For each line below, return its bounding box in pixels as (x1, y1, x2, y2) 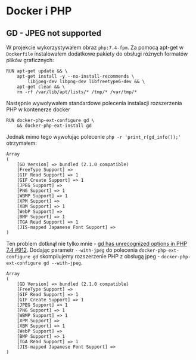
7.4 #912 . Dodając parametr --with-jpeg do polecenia (6, 246, 138, 254)
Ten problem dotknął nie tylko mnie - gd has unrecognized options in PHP (6, 240, 188, 247)
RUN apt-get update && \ (6, 68, 68, 74)
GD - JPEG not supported (6, 28, 102, 38)
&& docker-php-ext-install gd (17, 123, 92, 129)
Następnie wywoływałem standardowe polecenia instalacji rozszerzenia (6, 100, 182, 106)
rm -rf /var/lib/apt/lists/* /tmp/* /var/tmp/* (17, 89, 137, 95)
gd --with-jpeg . (43, 259, 83, 266)
